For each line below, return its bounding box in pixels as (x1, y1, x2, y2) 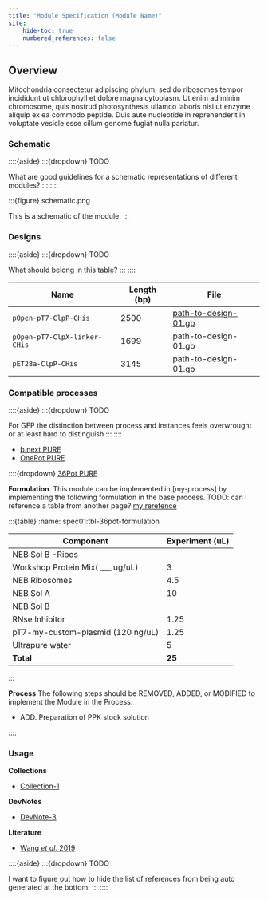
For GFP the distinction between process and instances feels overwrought (8, 420, 252, 430)
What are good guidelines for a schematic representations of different (8, 172, 238, 182)
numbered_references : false (22, 34, 116, 42)
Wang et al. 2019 (19, 843, 76, 853)
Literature (8, 827, 42, 838)
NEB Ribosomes (12, 574, 73, 586)
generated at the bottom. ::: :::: (8, 882, 108, 892)
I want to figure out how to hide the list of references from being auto (8, 874, 235, 884)
